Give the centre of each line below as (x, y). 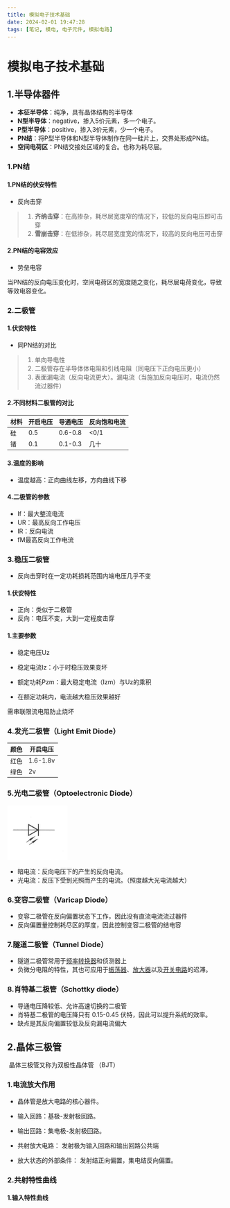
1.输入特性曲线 (28, 1198)
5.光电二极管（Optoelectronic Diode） (72, 793)
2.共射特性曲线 (32, 1180)
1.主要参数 (22, 636)
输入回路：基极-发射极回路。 (58, 1116)
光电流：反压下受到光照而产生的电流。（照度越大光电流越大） (104, 880)
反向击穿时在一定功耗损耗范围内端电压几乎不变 (84, 576)
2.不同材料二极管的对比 (41, 403)
